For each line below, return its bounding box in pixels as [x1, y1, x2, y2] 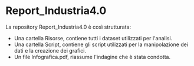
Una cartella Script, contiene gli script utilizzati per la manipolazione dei [14, 41, 189, 48]
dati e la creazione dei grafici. [14, 47, 87, 54]
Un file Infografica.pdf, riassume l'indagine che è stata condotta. [14, 53, 171, 60]
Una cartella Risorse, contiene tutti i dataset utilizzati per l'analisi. [14, 34, 173, 41]
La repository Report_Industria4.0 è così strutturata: [5, 23, 131, 30]
